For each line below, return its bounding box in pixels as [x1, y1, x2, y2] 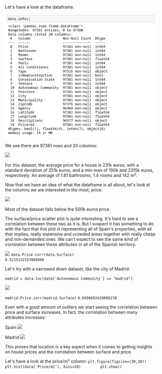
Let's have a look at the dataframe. [5, 4, 74, 10]
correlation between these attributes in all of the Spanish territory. [5, 241, 136, 247]
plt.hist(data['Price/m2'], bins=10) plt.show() [5, 364, 122, 369]
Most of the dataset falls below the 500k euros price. [5, 206, 111, 212]
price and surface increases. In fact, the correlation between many [5, 309, 138, 315]
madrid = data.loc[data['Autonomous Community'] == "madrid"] [5, 276, 133, 281]
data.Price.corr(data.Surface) [11, 252, 74, 257]
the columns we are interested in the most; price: [5, 187, 103, 193]
